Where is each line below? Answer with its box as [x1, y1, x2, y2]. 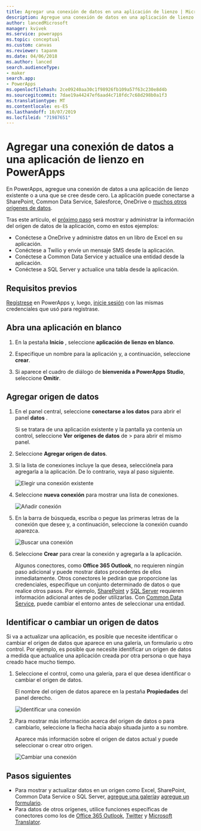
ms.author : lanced [6, 59, 52, 65]
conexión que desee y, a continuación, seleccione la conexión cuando [14, 520, 188, 528]
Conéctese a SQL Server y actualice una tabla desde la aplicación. [14, 266, 179, 273]
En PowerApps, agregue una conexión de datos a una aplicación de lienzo [6, 185, 189, 193]
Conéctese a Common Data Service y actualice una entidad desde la [14, 253, 184, 260]
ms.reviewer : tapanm [6, 48, 58, 54]
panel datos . [14, 414, 48, 421]
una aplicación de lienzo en [6, 153, 145, 166]
